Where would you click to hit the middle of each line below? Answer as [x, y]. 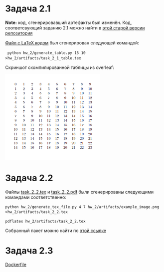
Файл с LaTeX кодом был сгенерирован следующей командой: [72, 42]
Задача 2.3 [29, 251]
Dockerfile [16, 265]
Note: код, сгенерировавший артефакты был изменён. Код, [69, 22]
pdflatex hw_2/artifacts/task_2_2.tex [45, 221]
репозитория [19, 33]
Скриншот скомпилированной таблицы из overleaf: [60, 67]
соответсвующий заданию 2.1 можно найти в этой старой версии [75, 27]
